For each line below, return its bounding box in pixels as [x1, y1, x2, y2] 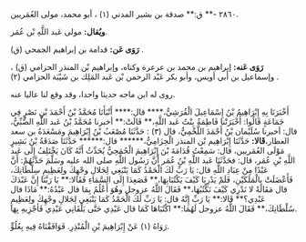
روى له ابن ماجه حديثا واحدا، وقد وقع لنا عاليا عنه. [10, 89, 176, 99]
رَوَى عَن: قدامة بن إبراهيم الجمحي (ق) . [10, 44, 145, 55]
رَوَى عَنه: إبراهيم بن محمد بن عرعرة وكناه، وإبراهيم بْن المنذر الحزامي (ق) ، [10, 62, 264, 72]
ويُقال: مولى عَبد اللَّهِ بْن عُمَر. [10, 26, 108, 36]
